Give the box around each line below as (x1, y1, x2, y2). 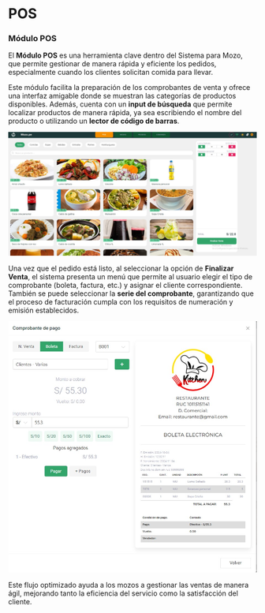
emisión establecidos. (8, 305, 80, 315)
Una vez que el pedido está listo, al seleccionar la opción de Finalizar (8, 264, 234, 273)
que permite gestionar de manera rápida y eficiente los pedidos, (8, 59, 217, 69)
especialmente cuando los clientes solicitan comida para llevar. (8, 68, 214, 77)
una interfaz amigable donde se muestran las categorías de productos (8, 92, 237, 101)
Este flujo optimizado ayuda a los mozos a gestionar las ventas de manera (8, 581, 249, 590)
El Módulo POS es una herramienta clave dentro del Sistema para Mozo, (8, 50, 243, 60)
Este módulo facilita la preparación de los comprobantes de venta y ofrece (8, 83, 251, 92)
